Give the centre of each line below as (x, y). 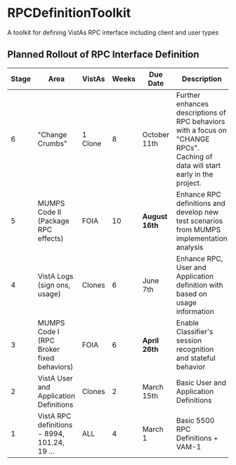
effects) (51, 238)
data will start (198, 165)
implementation (202, 238)
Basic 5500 (195, 420)
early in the (195, 174)
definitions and (201, 203)
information (195, 311)
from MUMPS (198, 229)
